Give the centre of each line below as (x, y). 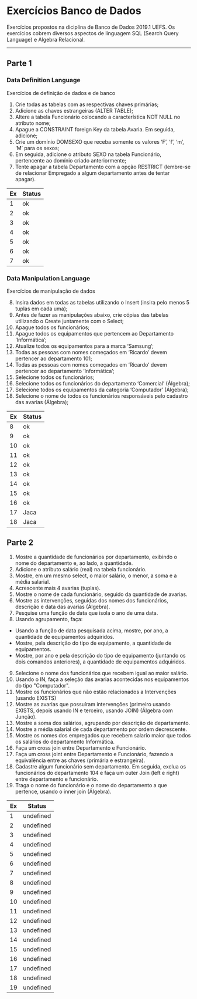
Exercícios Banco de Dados (74, 11)
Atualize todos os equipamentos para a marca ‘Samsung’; (84, 346)
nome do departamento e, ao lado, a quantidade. (74, 563)
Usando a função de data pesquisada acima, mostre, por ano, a (91, 630)
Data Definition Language (44, 80)
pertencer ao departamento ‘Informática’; (65, 371)
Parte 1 (19, 64)
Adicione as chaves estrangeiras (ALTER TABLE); (74, 110)
